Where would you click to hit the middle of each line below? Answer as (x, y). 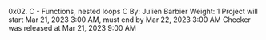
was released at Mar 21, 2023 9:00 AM (72, 28)
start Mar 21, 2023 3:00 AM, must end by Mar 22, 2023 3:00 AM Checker (129, 20)
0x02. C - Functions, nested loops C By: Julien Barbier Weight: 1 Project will (133, 11)
